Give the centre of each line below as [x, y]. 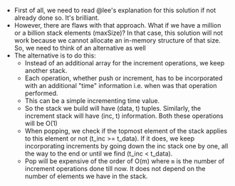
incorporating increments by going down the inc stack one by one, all [126, 146]
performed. [41, 93]
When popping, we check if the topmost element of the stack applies [126, 131]
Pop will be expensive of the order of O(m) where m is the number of [125, 161]
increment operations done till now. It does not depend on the [115, 169]
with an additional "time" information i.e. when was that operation [121, 86]
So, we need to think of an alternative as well [80, 48]
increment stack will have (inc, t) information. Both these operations [124, 116]
